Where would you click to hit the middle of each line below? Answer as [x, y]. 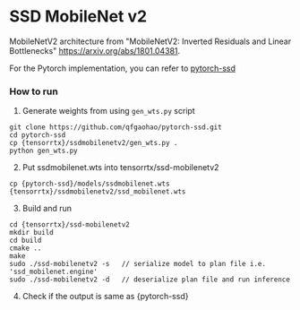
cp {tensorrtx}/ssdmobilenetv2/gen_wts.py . [94, 143]
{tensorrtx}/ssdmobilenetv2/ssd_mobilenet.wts [98, 192]
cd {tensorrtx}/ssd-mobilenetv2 [69, 225]
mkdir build [31, 233]
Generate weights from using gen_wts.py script [108, 111]
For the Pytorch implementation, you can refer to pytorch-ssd [122, 68]
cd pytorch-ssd [38, 135]
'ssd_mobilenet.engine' [54, 272]
